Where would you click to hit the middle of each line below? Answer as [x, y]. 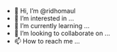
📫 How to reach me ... [47, 41]
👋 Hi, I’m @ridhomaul [45, 11]
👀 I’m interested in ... [44, 18]
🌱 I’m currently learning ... [52, 26]
